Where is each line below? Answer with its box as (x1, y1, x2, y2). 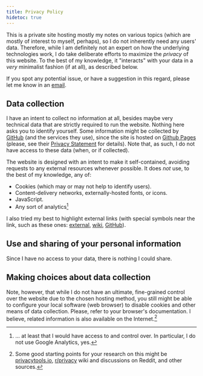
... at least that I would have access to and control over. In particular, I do (14, 333, 196, 340)
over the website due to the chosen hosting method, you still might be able (6, 295, 192, 302)
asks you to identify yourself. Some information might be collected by (6, 127, 179, 135)
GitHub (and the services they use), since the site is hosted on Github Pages (6, 134, 196, 141)
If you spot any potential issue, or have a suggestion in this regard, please (6, 75, 190, 82)
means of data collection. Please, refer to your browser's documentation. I (6, 307, 192, 314)
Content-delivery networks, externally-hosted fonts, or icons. (14, 190, 168, 197)
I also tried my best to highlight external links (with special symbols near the (6, 215, 195, 222)
